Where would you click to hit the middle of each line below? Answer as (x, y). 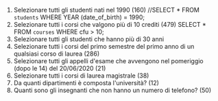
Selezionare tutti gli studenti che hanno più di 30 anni (89, 39)
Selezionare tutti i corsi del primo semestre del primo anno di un (104, 46)
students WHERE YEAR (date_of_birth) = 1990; (79, 17)
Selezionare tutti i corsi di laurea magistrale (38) (81, 76)
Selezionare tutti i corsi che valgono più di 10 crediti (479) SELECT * (110, 24)
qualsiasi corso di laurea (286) (57, 54)
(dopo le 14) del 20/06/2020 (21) (60, 68)
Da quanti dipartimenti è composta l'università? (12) (86, 83)
